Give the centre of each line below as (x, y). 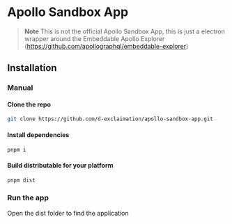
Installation (32, 68)
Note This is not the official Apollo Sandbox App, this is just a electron (124, 31)
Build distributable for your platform (60, 165)
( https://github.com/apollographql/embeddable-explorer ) (106, 46)
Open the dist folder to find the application (68, 213)
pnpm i (17, 150)
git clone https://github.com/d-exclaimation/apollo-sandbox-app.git (110, 119)
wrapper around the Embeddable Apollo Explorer (94, 38)
